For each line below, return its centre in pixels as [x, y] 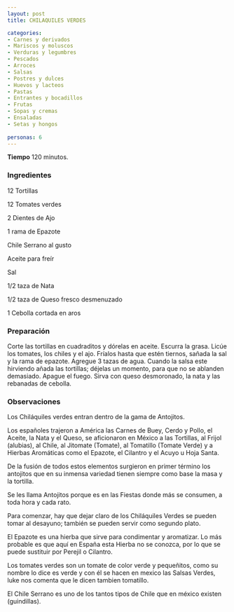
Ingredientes [29, 175]
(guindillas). [24, 601]
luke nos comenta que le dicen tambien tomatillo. [78, 580]
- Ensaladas [25, 118]
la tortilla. [21, 482]
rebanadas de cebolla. [40, 383]
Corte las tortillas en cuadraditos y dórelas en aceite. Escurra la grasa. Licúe [117, 346]
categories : [25, 33]
